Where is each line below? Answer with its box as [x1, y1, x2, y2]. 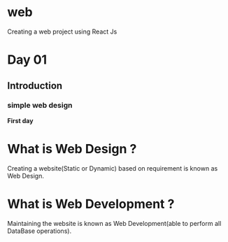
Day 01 [7, 52, 48, 68]
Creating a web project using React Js [7, 27, 117, 36]
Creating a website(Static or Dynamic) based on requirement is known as [7, 164, 218, 172]
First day [7, 116, 34, 124]
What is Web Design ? [7, 141, 137, 157]
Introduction [7, 80, 63, 92]
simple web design [7, 101, 73, 111]
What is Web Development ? [7, 196, 175, 212]
